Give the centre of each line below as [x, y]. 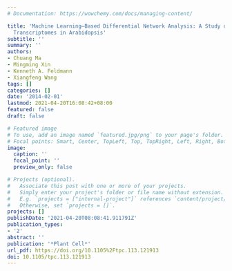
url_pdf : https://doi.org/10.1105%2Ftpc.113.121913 [83, 250]
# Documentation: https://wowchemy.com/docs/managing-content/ [100, 13]
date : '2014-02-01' [35, 97]
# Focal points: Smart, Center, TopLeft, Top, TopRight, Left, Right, [111, 141]
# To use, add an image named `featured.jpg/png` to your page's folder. [116, 135]
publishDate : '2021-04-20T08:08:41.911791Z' [72, 218]
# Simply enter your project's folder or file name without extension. [116, 192]
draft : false [26, 116]
